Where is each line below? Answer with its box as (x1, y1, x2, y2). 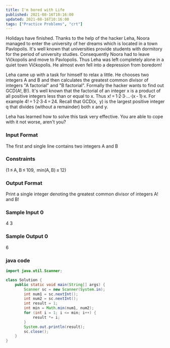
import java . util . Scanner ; (6, 268, 63, 273)
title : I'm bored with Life (6, 7, 65, 13)
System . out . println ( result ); (24, 324, 85, 329)
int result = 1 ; (24, 301, 58, 306)
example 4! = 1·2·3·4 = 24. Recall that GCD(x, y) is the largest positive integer (6, 99, 165, 105)
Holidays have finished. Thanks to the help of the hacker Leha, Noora (6, 35, 150, 41)
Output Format (6, 179, 42, 186)
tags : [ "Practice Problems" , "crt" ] (6, 21, 83, 27)
